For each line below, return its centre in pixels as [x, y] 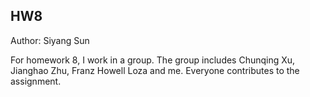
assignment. [36, 81]
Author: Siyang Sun [50, 40]
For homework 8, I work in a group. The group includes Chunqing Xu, [153, 60]
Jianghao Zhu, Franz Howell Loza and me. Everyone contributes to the [155, 70]
